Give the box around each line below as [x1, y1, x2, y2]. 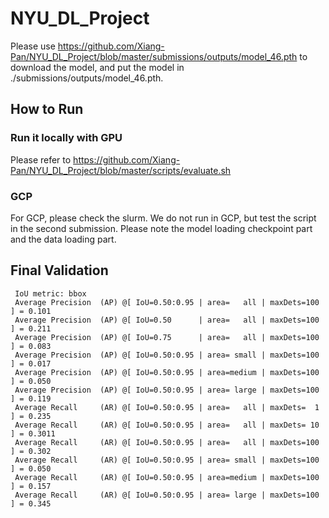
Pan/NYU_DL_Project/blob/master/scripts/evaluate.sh [10, 164, 232, 176]
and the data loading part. [10, 233, 117, 245]
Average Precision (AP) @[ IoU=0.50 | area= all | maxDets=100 [14, 315, 320, 325]
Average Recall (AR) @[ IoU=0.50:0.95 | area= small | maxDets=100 [14, 455, 320, 465]
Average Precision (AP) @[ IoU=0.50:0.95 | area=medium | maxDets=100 [14, 367, 320, 377]
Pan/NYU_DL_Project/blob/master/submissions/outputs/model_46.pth [10, 50, 298, 62]
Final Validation [10, 262, 109, 279]
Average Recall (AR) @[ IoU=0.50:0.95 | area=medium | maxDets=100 [14, 472, 320, 482]
